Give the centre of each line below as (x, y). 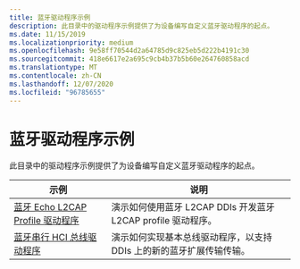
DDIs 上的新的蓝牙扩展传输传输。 (180, 251)
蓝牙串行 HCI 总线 (51, 238)
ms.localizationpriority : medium (71, 42)
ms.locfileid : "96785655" (57, 92)
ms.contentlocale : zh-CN (55, 76)
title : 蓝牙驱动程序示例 (50, 17)
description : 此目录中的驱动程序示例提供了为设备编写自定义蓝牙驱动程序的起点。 (142, 26)
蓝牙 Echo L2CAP (50, 207)
